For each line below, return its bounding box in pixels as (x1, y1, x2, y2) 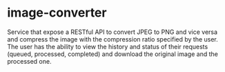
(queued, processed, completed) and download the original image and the (7, 50, 219, 58)
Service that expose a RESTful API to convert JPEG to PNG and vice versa (7, 28, 218, 36)
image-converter (7, 5, 107, 21)
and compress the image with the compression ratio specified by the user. (7, 35, 219, 43)
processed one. (7, 57, 52, 65)
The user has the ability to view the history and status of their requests (7, 42, 208, 51)
